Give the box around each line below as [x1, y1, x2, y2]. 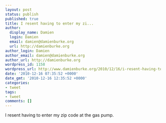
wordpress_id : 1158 [5, 62, 45, 67]
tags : [5, 90, 16, 94]
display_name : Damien [9, 30, 54, 35]
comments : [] [5, 99, 32, 104]
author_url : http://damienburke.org [5, 58, 81, 62]
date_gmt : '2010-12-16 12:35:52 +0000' [5, 76, 87, 81]
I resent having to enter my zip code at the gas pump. [5, 112, 114, 118]
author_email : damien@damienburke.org [5, 53, 85, 58]
